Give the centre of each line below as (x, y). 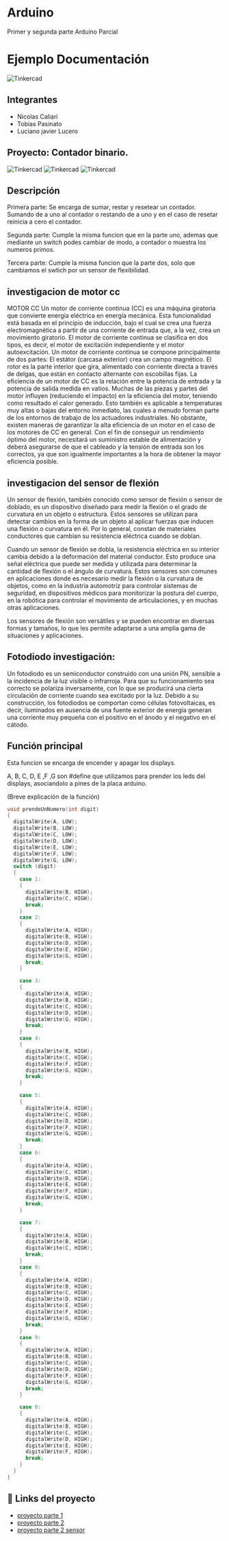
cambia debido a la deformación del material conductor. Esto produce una (111, 556)
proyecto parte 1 (40, 1515)
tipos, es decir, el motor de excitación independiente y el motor (96, 345)
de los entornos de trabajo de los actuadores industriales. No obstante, (107, 418)
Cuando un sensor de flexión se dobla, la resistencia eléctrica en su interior (113, 549)
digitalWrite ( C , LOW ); (45, 835)
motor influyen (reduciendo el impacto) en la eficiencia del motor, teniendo (112, 396)
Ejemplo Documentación (78, 59)
